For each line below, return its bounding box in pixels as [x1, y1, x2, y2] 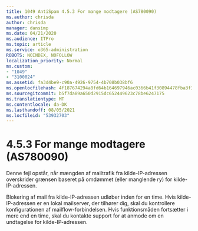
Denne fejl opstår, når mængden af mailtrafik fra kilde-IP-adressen [6, 170, 168, 177]
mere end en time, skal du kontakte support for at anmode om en [6, 212, 164, 219]
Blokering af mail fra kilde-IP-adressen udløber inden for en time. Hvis [6, 193, 176, 200]
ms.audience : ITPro [6, 36, 54, 42]
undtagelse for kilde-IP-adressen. [6, 219, 88, 226]
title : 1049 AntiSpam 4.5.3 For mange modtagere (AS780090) [6, 8, 157, 15]
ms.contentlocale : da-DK [6, 101, 67, 108]
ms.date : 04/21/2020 [6, 31, 57, 36]
